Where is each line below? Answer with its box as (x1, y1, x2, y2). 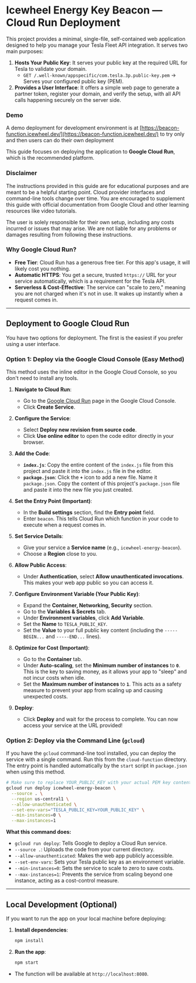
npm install (14, 938, 44, 944)
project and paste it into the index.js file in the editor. (23, 467, 152, 474)
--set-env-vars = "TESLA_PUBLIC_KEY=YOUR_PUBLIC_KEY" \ (11, 807, 145, 813)
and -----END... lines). (45, 633, 101, 640)
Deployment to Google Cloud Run (6, 318, 129, 328)
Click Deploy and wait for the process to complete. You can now (23, 715, 178, 722)
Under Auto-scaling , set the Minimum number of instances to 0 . (23, 662, 181, 669)
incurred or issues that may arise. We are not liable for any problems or (6, 225, 177, 232)
